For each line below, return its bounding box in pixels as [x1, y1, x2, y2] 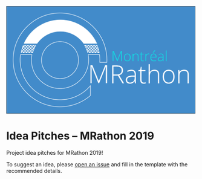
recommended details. [6, 167, 62, 174]
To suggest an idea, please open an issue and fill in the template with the [6, 160, 188, 168]
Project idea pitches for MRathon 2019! [6, 149, 103, 156]
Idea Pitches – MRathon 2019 [6, 129, 154, 143]
